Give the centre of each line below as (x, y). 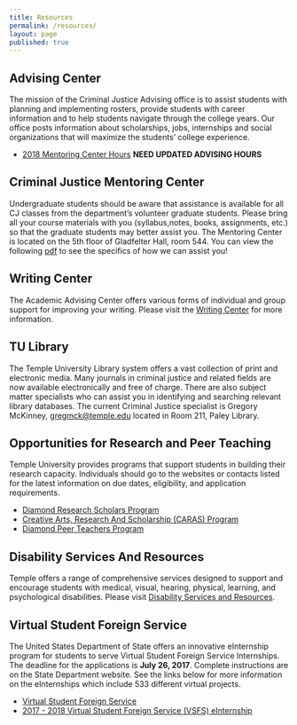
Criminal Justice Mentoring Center (107, 182)
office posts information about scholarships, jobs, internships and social (141, 128)
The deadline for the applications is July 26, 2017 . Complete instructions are (149, 665)
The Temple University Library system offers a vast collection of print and (144, 368)
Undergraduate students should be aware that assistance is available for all (146, 203)
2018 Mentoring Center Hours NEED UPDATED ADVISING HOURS (142, 154)
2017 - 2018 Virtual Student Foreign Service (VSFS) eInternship (137, 710)
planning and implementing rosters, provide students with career (127, 109)
